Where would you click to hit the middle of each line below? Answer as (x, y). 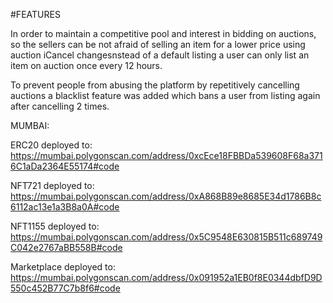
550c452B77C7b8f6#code (65, 288)
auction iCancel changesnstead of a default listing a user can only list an (160, 55)
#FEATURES (35, 14)
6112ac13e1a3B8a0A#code (65, 207)
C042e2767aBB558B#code (66, 247)
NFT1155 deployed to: (55, 226)
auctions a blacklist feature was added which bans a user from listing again (165, 95)
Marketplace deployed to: (63, 267)
